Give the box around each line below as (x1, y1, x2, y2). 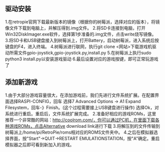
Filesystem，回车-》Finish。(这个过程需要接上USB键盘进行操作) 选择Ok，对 (5, 104, 159, 110)
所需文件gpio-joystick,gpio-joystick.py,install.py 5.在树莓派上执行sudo (9, 50, 152, 55)
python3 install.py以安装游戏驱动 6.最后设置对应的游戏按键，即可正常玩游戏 (5, 56, 159, 62)
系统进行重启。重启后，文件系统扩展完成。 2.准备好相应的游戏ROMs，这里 (5, 110, 157, 116)
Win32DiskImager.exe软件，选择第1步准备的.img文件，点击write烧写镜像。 (5, 31, 157, 37)
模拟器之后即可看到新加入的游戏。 (5, 142, 74, 148)
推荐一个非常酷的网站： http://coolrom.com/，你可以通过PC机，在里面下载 (5, 117, 155, 123)
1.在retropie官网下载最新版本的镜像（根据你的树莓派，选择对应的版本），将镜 (5, 19, 160, 25)
